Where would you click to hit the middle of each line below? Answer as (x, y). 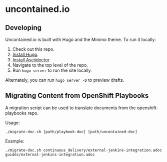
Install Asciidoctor (31, 60)
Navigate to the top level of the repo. (50, 65)
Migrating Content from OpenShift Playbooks (77, 96)
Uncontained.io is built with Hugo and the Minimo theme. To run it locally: (81, 39)
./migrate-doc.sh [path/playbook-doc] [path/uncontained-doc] (71, 132)
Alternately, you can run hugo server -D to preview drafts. (65, 80)
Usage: (12, 123)
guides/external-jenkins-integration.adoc (50, 155)
